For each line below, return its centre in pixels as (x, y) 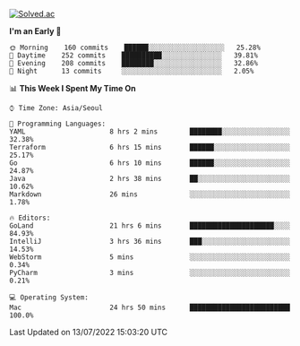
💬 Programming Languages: (57, 124)
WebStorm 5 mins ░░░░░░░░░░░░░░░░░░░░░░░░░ (150, 257)
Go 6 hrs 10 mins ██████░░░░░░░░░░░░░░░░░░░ (150, 163)
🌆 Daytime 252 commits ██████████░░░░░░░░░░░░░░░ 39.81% (133, 56)
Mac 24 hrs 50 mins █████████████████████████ (150, 307)
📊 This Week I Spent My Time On (73, 88)
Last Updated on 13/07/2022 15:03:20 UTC (89, 332)
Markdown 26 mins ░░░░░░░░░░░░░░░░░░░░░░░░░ (150, 195)
